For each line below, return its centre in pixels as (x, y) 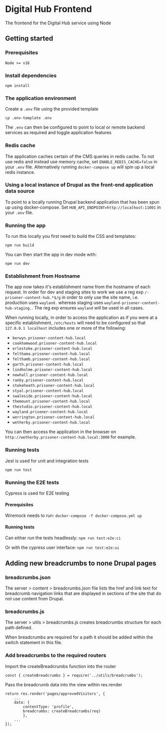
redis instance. (20, 172)
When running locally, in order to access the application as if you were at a (81, 318)
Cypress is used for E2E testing (37, 493)
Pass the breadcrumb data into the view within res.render (64, 684)
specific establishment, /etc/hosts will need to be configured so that (75, 323)
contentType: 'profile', (49, 707)
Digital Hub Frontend (49, 9)
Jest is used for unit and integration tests (47, 461)
